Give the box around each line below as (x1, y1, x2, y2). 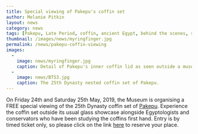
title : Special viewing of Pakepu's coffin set (6, 8, 126, 15)
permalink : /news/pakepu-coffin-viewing (6, 42, 107, 48)
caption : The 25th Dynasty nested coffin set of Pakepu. (16, 80, 160, 86)
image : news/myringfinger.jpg (16, 58, 91, 64)
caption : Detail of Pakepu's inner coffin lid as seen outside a (16, 63, 181, 70)
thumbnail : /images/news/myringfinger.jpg (6, 36, 112, 42)
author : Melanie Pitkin (6, 14, 65, 20)
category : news (6, 25, 44, 31)
